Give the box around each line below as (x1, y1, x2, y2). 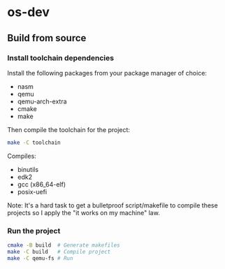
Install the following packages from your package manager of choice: (7, 68, 208, 77)
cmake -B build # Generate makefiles (7, 242, 120, 249)
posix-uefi (17, 187, 48, 196)
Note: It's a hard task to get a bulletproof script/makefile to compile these (7, 201, 218, 210)
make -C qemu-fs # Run (7, 254, 73, 262)
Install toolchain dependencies (7, 53, 114, 63)
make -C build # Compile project (7, 248, 111, 255)
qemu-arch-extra (17, 97, 68, 106)
